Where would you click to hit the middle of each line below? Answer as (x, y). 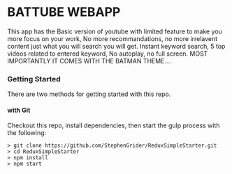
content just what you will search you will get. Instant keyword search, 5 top (116, 46)
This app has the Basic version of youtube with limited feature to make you (115, 31)
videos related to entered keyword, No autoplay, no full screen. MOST (108, 54)
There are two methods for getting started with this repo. (89, 94)
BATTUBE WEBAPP (64, 12)
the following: (27, 133)
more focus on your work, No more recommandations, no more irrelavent (113, 38)
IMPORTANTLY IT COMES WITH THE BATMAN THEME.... (89, 61)
